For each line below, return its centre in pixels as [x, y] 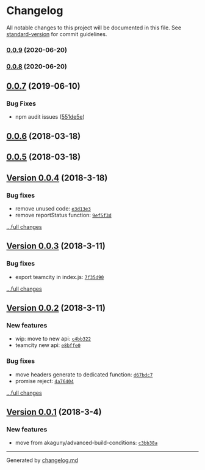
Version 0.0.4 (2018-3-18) [57, 178]
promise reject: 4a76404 [45, 381]
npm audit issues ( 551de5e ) [50, 117]
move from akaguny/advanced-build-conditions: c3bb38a [86, 443]
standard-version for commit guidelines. [57, 34]
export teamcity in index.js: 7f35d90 [59, 277]
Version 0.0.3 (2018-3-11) [56, 246]
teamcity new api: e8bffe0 [48, 345]
